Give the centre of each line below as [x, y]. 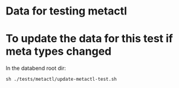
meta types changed [59, 52]
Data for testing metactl [67, 11]
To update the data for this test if [89, 39]
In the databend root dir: [36, 68]
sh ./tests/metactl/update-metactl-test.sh [61, 80]
